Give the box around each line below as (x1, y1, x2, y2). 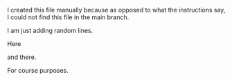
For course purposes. (7, 67, 69, 74)
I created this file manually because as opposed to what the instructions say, (7, 6, 226, 14)
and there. (7, 53, 37, 61)
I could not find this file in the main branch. (7, 13, 130, 21)
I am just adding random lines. (7, 27, 93, 34)
